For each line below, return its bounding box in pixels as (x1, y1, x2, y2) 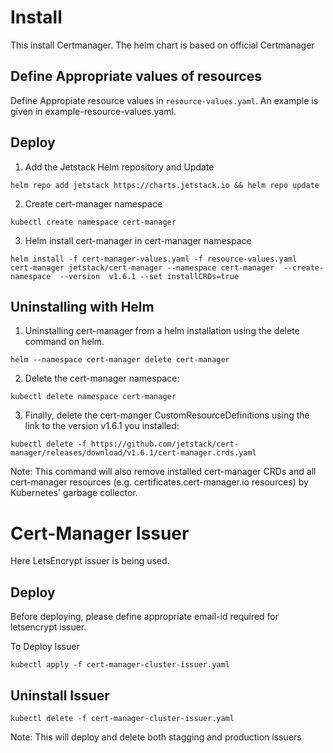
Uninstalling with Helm (10, 298, 155, 315)
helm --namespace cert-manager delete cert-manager (10, 355, 230, 365)
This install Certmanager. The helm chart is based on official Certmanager (10, 39, 315, 51)
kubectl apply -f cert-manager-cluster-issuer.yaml (10, 660, 230, 670)
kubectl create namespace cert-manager (10, 217, 177, 227)
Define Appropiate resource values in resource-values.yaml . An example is (10, 94, 319, 106)
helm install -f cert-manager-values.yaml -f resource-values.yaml (10, 254, 298, 264)
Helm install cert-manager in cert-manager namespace (24, 234, 252, 246)
